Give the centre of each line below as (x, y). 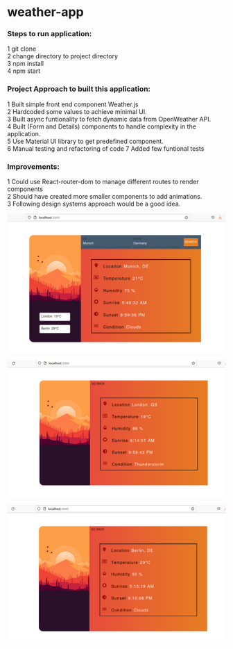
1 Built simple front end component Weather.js (73, 104)
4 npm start (24, 71)
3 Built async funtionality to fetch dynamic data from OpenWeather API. (109, 119)
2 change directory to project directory (63, 56)
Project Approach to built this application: (79, 89)
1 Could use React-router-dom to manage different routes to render (103, 182)
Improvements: (34, 166)
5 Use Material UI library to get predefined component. (86, 141)
